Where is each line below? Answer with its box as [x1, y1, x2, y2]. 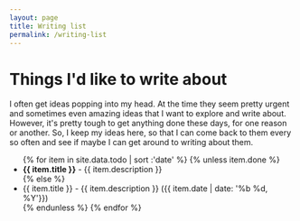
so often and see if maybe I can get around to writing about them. [9, 137, 254, 148]
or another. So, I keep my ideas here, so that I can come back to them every [9, 127, 292, 138]
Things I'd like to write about [9, 69, 228, 89]
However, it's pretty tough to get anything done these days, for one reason [9, 118, 287, 129]
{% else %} [22, 173, 66, 185]
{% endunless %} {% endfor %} [22, 202, 142, 213]
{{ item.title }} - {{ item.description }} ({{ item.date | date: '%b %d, [22, 183, 268, 194]
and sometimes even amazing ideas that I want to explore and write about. [9, 108, 286, 119]
